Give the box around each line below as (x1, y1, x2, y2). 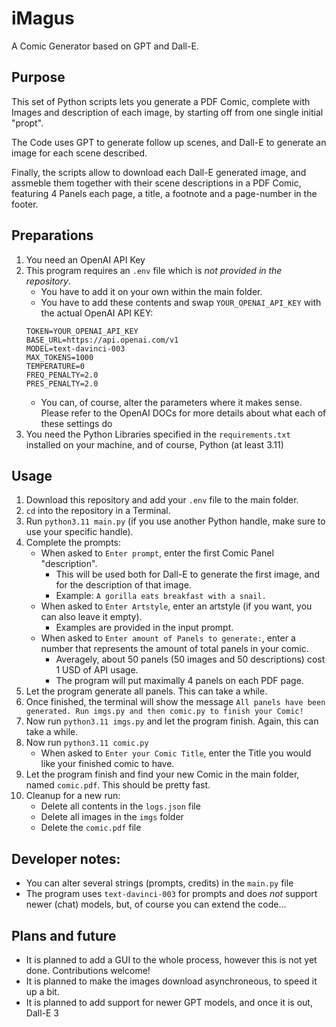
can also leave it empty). (40, 611, 143, 623)
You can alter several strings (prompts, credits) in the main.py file (25, 877, 294, 889)
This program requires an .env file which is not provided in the (25, 264, 283, 276)
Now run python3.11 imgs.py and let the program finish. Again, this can (25, 715, 319, 727)
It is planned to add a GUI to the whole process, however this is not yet (25, 954, 318, 966)
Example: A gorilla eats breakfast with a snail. (55, 590, 267, 602)
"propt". (11, 117, 44, 129)
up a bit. (25, 986, 60, 997)
